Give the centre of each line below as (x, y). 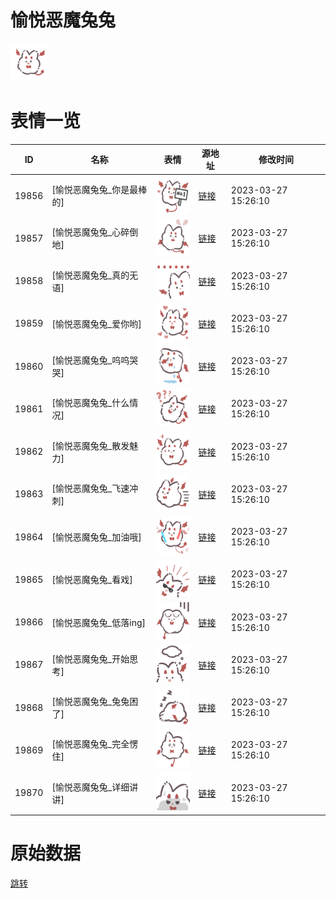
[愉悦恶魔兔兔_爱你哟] (96, 323)
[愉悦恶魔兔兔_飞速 (90, 488)
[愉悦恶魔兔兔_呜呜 (90, 360)
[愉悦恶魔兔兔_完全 (90, 744)
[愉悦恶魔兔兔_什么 (90, 403)
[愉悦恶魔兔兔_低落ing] (98, 622)
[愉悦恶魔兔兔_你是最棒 (99, 190)
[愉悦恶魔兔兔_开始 (90, 658)
